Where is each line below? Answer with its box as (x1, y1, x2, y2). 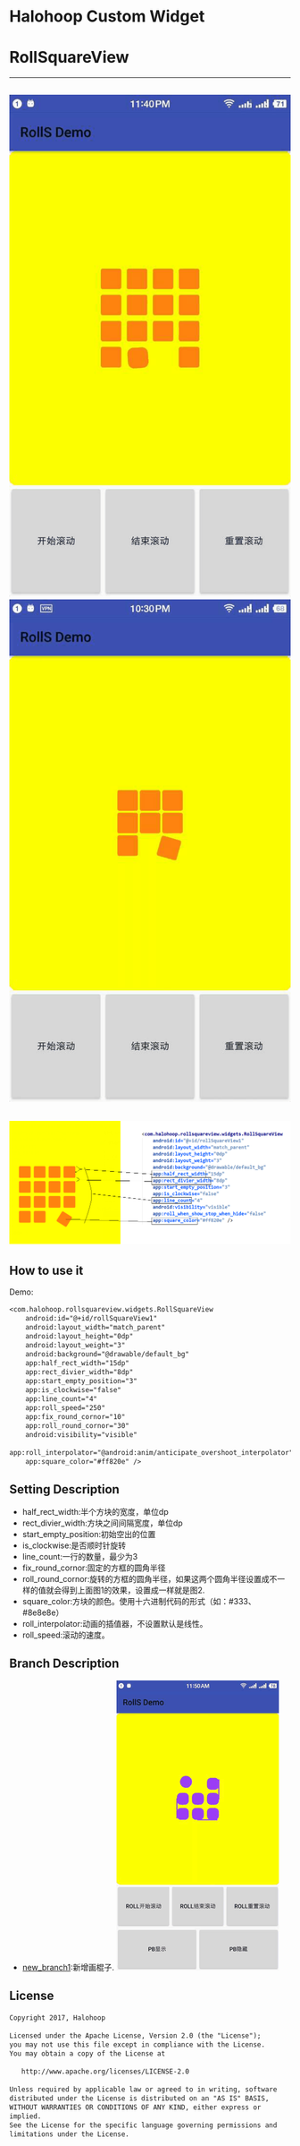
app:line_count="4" (25, 1395, 98, 1404)
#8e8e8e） (21, 1607, 64, 1618)
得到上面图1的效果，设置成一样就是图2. (61, 1585, 205, 1595)
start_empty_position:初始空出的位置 (21, 1528, 156, 1539)
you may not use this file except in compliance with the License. (9, 2039, 266, 2049)
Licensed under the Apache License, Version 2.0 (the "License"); (9, 2031, 262, 2040)
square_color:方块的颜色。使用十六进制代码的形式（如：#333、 (21, 1595, 256, 1606)
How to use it (9, 1262, 84, 1278)
